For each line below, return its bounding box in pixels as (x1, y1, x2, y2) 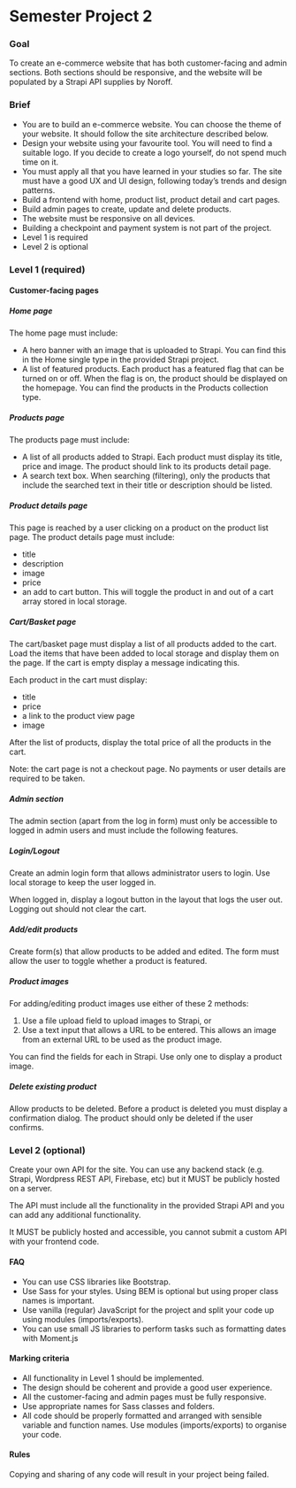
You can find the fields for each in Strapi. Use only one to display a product (9, 1052, 283, 1062)
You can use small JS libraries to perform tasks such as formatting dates (21, 1323, 287, 1334)
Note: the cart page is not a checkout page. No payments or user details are (9, 764, 286, 775)
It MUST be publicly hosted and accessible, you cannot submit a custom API (9, 1227, 287, 1237)
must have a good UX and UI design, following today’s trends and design (21, 175, 287, 186)
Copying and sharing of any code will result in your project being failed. (9, 1469, 269, 1479)
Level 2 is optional (21, 241, 88, 251)
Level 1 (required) (9, 263, 86, 275)
